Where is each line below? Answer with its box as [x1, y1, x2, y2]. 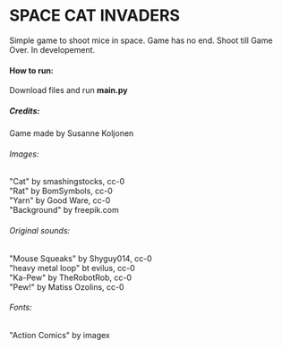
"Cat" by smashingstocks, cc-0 [9, 176, 125, 187]
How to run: [9, 64, 54, 76]
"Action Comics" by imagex [9, 329, 110, 340]
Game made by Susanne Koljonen [9, 128, 134, 139]
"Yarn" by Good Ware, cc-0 [9, 195, 111, 206]
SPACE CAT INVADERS [9, 5, 181, 26]
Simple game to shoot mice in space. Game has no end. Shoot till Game [9, 35, 273, 46]
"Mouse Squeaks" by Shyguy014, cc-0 [9, 252, 152, 264]
